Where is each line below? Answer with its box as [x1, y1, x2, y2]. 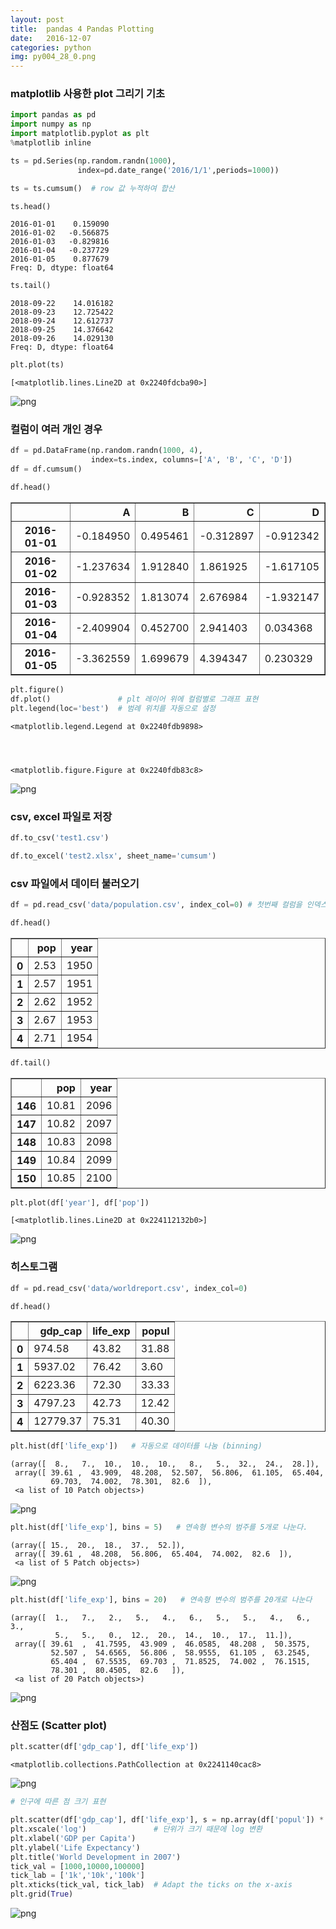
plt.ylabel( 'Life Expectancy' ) [10, 1842, 141, 1853]
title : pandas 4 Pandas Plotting [10, 24, 155, 34]
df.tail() [10, 1057, 52, 1068]
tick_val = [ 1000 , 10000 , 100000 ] [10, 1861, 145, 1871]
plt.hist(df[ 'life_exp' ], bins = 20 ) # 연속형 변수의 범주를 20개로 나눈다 [10, 1595, 313, 1605]
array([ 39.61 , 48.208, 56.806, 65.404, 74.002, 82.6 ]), [14, 1549, 293, 1560]
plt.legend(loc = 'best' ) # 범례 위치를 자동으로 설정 [10, 703, 216, 713]
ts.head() [10, 201, 52, 211]
